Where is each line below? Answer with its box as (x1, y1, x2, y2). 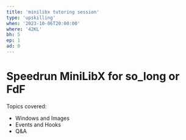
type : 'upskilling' (6, 15, 56, 21)
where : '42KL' (6, 26, 43, 32)
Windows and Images (15, 114, 70, 122)
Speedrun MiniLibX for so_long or (6, 70, 180, 83)
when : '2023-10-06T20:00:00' (6, 20, 80, 26)
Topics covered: (6, 102, 47, 110)
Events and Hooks (15, 120, 61, 128)
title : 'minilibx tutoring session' (6, 9, 99, 15)
